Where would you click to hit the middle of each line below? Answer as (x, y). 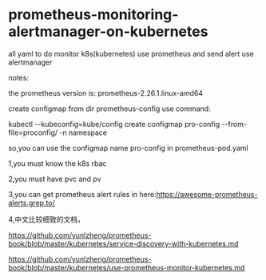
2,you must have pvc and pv (55, 179)
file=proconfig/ (33, 132)
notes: (19, 77)
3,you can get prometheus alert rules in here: (83, 194)
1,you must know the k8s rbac (58, 163)
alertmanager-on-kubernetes (108, 32)
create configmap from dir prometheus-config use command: (109, 108)
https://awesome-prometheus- (207, 194)
